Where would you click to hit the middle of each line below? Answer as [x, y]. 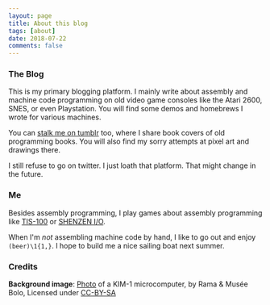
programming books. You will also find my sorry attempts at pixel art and [129, 141]
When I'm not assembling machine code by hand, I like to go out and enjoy [132, 237]
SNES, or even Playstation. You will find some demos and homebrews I [126, 109]
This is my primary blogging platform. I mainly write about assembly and [128, 92]
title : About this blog [48, 23]
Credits [23, 266]
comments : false [35, 46]
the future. [26, 174]
